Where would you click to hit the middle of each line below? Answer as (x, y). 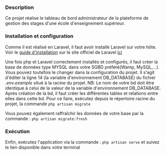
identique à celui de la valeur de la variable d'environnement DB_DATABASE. (83, 88)
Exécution (18, 131)
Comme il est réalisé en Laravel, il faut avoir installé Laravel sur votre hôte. (81, 47)
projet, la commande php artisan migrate (48, 104)
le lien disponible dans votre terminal (43, 147)
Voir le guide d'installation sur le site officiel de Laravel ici (64, 52)
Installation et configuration (39, 36)
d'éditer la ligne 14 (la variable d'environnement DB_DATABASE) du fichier (81, 77)
